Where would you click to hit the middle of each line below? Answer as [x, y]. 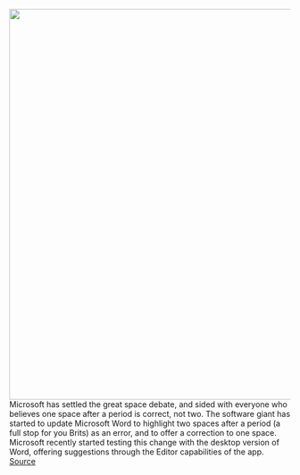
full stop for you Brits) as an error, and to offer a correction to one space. [143, 433]
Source [22, 461]
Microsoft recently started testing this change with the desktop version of [144, 442]
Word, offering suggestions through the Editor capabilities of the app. [137, 452]
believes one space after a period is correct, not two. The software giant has [150, 414]
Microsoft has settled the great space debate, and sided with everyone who [148, 404]
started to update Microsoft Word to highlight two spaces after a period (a [145, 423]
